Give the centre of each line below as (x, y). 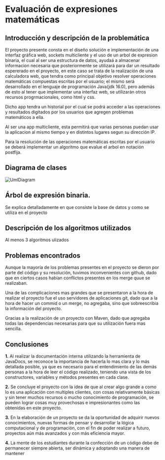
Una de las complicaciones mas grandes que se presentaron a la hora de (79, 293)
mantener (15, 454)
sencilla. (14, 329)
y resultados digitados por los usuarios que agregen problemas (69, 112)
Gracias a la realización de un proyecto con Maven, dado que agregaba (78, 318)
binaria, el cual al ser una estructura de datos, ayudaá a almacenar (73, 60)
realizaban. (16, 283)
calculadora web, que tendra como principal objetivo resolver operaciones (81, 76)
